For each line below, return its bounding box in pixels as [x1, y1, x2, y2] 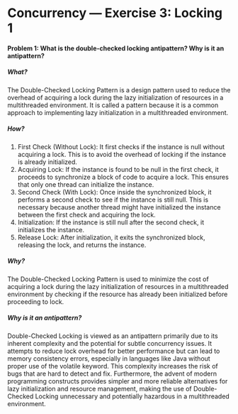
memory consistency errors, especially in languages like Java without [7, 354, 210, 363]
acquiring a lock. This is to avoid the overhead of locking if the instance [17, 150, 227, 158]
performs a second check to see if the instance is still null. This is [17, 195, 209, 204]
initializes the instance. [17, 225, 85, 234]
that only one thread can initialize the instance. [17, 180, 154, 189]
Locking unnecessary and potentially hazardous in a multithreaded [35, 392, 230, 401]
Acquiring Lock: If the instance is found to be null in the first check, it [17, 165, 220, 173]
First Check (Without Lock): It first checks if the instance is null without [17, 142, 225, 151]
